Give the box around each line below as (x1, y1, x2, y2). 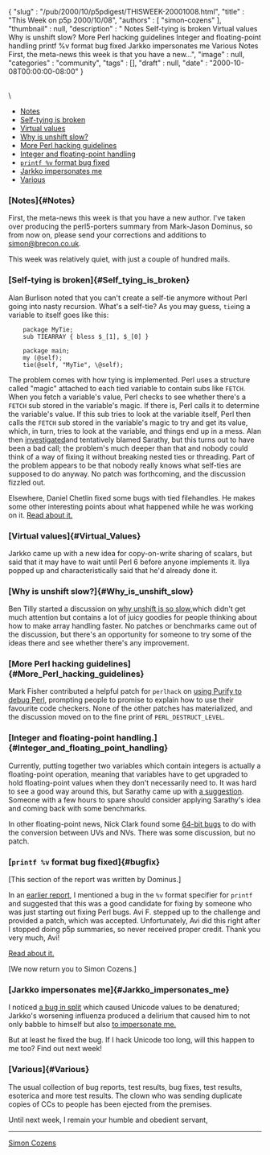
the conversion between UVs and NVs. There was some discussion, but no (8, 827, 256, 837)
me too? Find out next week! (8, 1044, 103, 1054)
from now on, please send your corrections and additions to (8, 230, 207, 240)
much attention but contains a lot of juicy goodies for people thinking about (8, 613, 257, 622)
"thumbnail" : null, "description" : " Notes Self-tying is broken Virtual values (8, 24, 258, 33)
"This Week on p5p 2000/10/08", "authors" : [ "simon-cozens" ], (8, 15, 222, 25)
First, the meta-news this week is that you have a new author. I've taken (8, 213, 246, 223)
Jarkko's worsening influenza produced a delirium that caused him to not (8, 1011, 251, 1021)
